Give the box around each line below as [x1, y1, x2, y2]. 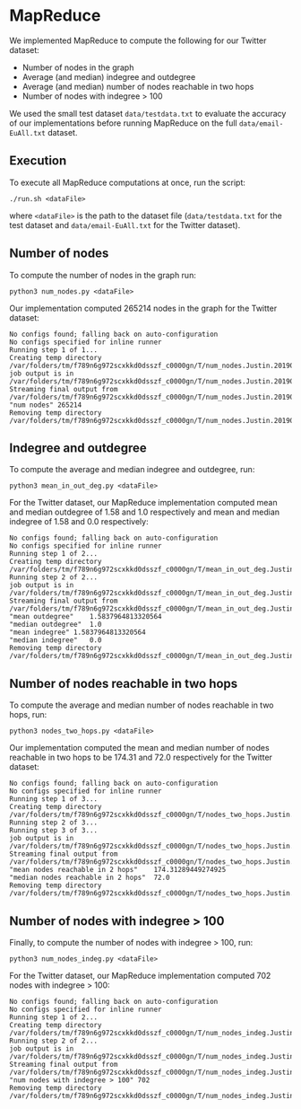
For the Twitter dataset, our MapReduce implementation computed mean [9, 497, 278, 508]
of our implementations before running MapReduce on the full [9, 118, 237, 128]
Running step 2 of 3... [9, 818, 99, 827]
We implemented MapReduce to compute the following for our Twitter [9, 35, 267, 46]
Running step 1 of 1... [9, 345, 99, 355]
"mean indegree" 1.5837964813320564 [9, 628, 146, 638]
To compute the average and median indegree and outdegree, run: [9, 464, 255, 475]
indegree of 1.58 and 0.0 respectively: [9, 516, 150, 527]
